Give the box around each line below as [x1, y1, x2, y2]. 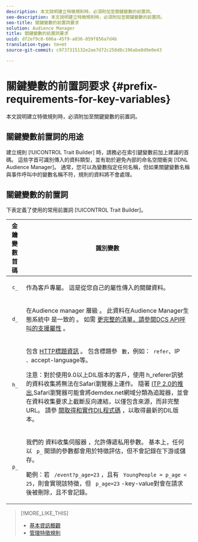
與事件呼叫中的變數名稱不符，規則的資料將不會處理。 [6, 171, 136, 178]
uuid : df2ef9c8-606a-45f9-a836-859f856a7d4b [6, 36, 117, 42]
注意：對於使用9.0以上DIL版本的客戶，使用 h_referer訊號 [25, 371, 184, 379]
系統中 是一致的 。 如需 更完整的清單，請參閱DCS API [31, 316, 180, 324]
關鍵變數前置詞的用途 [6, 132, 84, 142]
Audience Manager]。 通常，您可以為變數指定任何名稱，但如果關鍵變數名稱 [6, 163, 190, 170]
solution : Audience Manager [6, 25, 75, 31]
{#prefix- [111, 79, 158, 93]
